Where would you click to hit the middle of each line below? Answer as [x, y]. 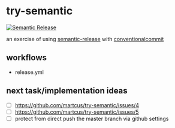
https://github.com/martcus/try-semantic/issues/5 [77, 112]
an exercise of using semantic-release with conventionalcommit [85, 39]
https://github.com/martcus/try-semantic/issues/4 [77, 105]
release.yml [29, 72]
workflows [26, 58]
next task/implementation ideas [67, 91]
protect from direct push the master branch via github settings [92, 118]
